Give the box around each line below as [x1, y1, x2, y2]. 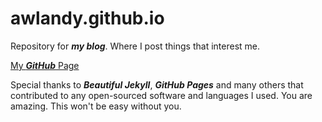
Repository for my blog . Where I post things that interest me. [10, 40, 260, 52]
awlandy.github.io [10, 7, 165, 30]
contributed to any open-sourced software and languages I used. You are [10, 89, 313, 101]
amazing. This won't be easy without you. [10, 100, 182, 112]
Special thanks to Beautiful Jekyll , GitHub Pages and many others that [10, 78, 304, 91]
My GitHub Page [10, 59, 80, 71]
